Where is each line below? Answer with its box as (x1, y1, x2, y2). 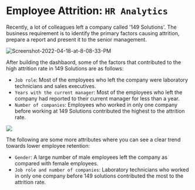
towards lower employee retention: (6, 142, 90, 149)
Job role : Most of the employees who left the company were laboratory (14, 76, 189, 83)
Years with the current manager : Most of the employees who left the (14, 89, 183, 96)
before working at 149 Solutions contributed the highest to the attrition (14, 107, 185, 114)
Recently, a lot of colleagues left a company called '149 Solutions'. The (6, 23, 177, 30)
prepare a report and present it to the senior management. (6, 36, 147, 43)
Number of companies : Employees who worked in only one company (14, 101, 178, 108)
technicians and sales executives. (14, 82, 96, 89)
